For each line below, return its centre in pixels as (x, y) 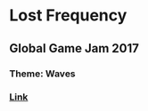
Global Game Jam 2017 (74, 48)
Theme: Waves (42, 74)
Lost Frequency (68, 16)
